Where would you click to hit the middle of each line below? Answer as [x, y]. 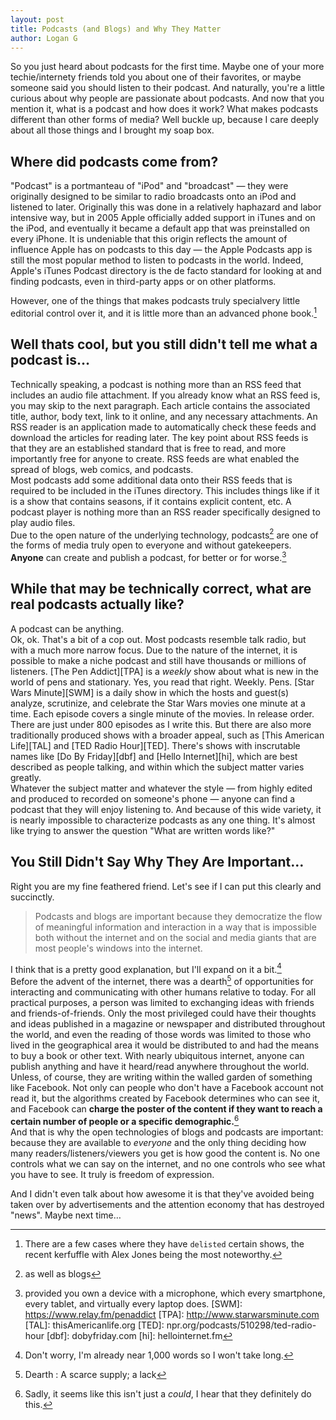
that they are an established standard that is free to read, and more [148, 448]
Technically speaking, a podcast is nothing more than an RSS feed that [156, 384]
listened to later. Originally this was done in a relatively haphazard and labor [166, 207]
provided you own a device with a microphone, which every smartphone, [175, 1293]
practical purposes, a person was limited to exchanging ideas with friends [162, 1002]
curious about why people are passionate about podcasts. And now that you [167, 98]
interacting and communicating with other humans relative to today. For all [163, 992]
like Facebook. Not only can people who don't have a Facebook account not [167, 1087]
